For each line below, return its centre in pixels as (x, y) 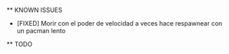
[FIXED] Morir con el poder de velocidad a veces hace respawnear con (119, 23)
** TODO (20, 44)
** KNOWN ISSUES (34, 10)
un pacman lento (41, 31)
